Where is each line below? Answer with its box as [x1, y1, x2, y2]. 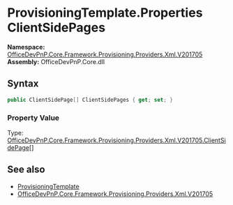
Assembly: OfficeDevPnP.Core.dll [7, 57, 105, 66]
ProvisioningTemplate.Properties [7, 5, 203, 21]
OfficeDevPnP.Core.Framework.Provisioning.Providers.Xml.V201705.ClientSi [7, 136, 227, 144]
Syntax [7, 78, 39, 90]
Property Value [7, 113, 60, 123]
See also [7, 164, 45, 176]
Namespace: [7, 43, 45, 51]
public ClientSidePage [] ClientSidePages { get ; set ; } [7, 96, 173, 103]
